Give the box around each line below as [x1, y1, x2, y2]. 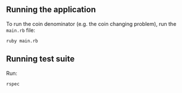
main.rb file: [6, 26, 35, 34]
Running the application [6, 5, 96, 15]
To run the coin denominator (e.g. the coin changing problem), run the [6, 20, 177, 27]
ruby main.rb [6, 38, 38, 44]
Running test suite [6, 54, 75, 64]
